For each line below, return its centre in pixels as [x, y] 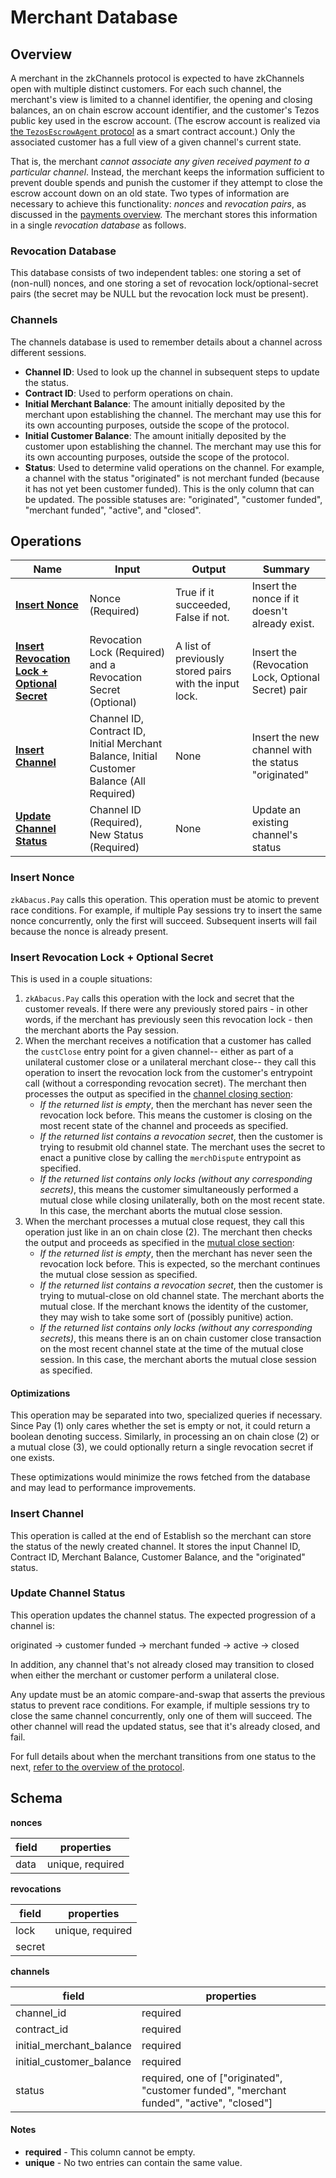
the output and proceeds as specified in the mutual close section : [159, 1242]
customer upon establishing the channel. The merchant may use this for [173, 446]
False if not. [202, 618]
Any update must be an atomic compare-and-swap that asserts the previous [168, 1694]
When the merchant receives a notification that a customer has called [168, 1040]
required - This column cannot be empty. [110, 2152]
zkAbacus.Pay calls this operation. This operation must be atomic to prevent [165, 899]
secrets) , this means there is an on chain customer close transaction [180, 1338]
